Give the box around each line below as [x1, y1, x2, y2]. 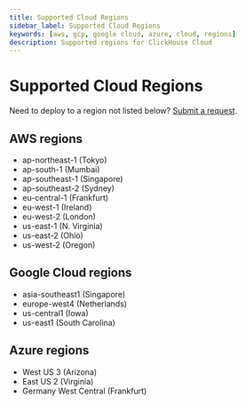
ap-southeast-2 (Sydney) [21, 183, 115, 194]
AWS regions [9, 131, 83, 147]
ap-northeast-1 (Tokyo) [21, 155, 107, 165]
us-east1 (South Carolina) [21, 317, 115, 328]
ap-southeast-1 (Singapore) [21, 174, 123, 184]
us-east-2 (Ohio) [21, 230, 84, 241]
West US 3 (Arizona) [21, 366, 98, 377]
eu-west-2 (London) [21, 211, 96, 222]
